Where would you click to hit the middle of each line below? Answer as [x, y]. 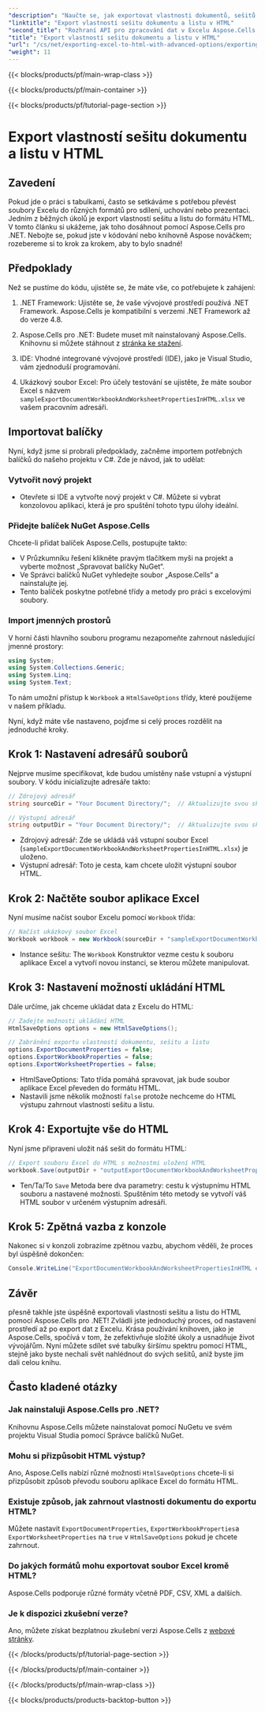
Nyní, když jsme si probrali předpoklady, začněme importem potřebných [125, 451]
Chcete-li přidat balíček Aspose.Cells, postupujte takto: [98, 543]
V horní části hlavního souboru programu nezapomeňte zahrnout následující [131, 638]
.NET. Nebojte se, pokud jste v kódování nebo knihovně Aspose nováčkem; [130, 235]
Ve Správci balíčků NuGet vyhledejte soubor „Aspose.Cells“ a [119, 575]
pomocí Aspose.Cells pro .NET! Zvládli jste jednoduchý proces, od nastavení [132, 1321]
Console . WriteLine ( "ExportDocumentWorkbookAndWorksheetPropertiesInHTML [130, 1269]
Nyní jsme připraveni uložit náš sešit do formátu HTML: [97, 1148]
